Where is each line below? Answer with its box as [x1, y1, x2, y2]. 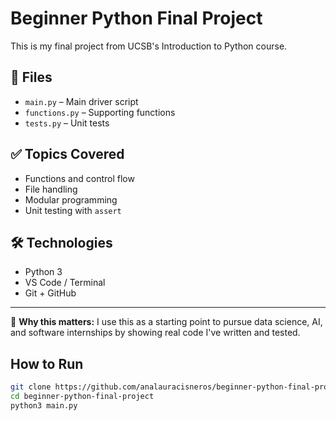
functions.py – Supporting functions [24, 106, 176, 118]
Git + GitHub [24, 287, 77, 299]
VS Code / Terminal [24, 277, 106, 289]
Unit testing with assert [24, 204, 122, 216]
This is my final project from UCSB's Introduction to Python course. [10, 40, 288, 52]
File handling [24, 183, 78, 195]
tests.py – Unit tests [24, 117, 110, 129]
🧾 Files [10, 69, 53, 86]
